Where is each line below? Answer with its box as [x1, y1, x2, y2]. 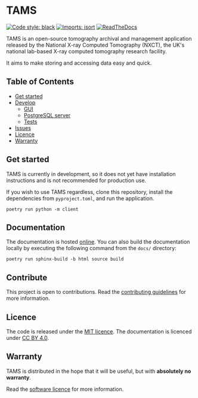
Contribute [6, 272, 48, 282]
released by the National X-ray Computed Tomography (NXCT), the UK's [6, 41, 185, 48]
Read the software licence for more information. [6, 385, 124, 393]
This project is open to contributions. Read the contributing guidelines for [6, 288, 186, 296]
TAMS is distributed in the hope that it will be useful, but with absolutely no [6, 367, 191, 375]
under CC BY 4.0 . [6, 335, 49, 341]
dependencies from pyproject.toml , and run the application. [6, 195, 154, 202]
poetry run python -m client [6, 206, 79, 212]
